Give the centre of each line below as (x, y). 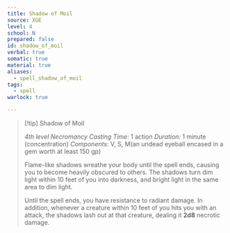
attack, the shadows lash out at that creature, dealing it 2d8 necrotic (122, 215)
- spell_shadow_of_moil (48, 78)
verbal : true (26, 53)
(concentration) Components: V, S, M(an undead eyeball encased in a (124, 144)
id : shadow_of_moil (35, 46)
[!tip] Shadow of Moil (54, 123)
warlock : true (28, 98)
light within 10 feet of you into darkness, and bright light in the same (121, 180)
